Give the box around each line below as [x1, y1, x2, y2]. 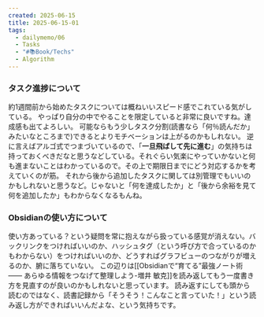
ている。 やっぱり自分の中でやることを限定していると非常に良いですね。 [8, 112, 245, 122]
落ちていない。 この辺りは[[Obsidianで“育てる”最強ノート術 [49, 261, 244, 271]
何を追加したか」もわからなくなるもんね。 [8, 190, 147, 201]
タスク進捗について [8, 83, 81, 94]
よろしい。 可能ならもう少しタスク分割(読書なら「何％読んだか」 [42, 122, 255, 131]
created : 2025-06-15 [8, 11, 76, 20]
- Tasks [15, 41, 41, 49]
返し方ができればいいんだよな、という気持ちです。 [14, 300, 180, 310]
